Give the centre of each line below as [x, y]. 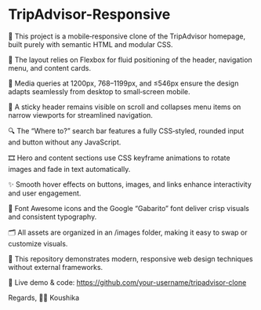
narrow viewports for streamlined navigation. [80, 115]
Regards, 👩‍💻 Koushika [44, 297]
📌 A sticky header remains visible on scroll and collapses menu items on [125, 107]
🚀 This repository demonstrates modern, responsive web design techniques [130, 259]
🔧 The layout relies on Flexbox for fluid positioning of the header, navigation [130, 60]
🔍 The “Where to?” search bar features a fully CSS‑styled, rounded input [126, 130]
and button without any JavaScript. [65, 142]
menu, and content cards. [50, 67]
